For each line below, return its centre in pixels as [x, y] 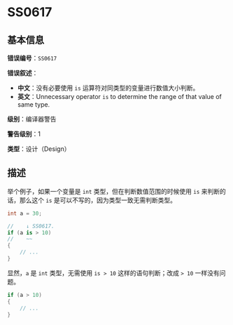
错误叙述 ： [23, 73]
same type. [34, 105]
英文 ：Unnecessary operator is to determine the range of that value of [120, 97]
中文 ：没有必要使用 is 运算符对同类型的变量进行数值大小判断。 [108, 88]
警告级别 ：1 [24, 134]
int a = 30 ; [24, 213]
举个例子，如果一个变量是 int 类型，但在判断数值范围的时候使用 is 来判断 [114, 191]
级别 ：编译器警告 [32, 119]
